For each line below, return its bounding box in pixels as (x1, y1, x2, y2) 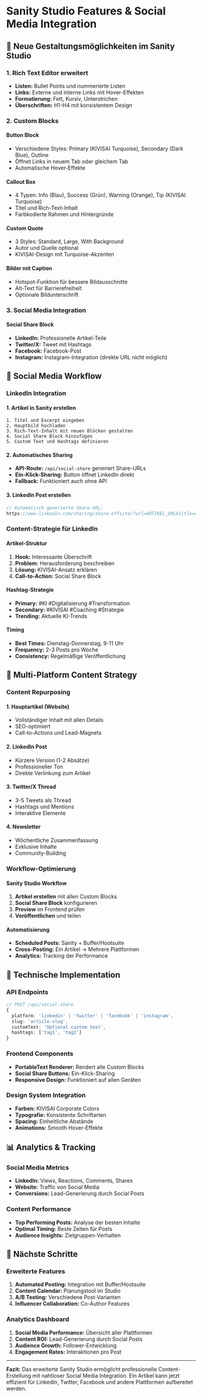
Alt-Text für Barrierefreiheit (14, 284, 82, 292)
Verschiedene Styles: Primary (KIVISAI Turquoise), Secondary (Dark (14, 145, 183, 152)
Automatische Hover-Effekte (14, 164, 86, 171)
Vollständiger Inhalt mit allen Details (14, 717, 104, 724)
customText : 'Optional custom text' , (11, 1024, 106, 1030)
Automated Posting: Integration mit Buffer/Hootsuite (14, 1281, 146, 1288)
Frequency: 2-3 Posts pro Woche (14, 646, 99, 653)
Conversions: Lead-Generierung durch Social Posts (14, 1190, 144, 1197)
